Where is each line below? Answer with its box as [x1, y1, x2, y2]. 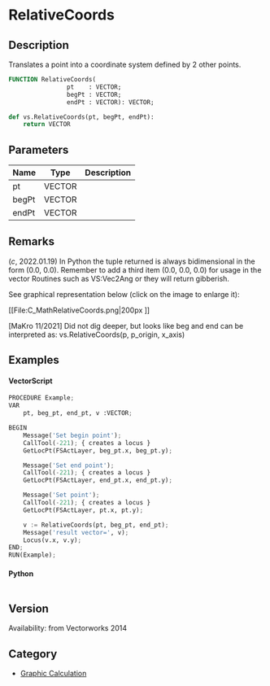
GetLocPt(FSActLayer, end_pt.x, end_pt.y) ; [23, 476, 173, 485]
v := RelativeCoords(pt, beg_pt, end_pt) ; [23, 521, 169, 529]
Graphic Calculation [20, 669, 87, 679]
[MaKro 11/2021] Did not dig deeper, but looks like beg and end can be [8, 321, 244, 330]
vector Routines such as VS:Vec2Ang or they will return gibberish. [8, 273, 230, 283]
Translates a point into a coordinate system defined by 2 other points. [8, 59, 242, 69]
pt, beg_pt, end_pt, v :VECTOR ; [23, 409, 133, 417]
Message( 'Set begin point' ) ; [23, 431, 122, 439]
